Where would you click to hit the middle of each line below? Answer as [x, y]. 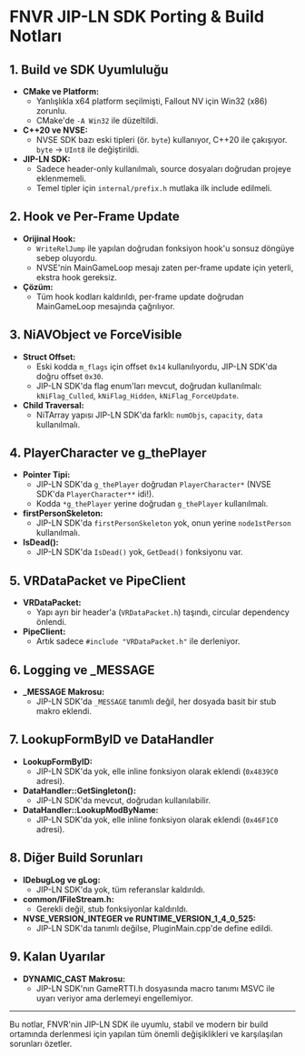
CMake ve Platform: [61, 91]
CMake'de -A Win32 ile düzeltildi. [97, 121]
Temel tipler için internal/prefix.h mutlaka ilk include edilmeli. [154, 188]
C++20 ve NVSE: [55, 130]
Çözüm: [38, 287]
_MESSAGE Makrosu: [64, 692]
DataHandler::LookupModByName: [90, 810]
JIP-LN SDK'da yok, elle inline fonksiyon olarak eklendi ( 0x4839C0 [157, 771]
